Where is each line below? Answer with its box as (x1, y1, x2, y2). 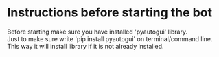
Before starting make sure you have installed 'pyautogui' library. (7, 27, 187, 36)
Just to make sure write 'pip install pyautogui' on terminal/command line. (7, 34, 213, 43)
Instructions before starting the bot (7, 5, 213, 21)
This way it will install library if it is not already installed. (7, 42, 164, 50)
